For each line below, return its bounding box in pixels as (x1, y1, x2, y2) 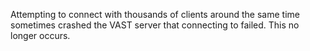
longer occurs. (10, 30, 71, 41)
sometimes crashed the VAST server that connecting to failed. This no (10, 19, 300, 31)
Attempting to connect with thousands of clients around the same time (10, 9, 300, 20)
